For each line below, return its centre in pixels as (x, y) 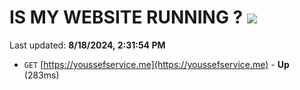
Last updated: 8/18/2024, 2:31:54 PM (87, 45)
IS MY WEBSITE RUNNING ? (126, 17)
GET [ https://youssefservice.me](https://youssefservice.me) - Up (156, 64)
